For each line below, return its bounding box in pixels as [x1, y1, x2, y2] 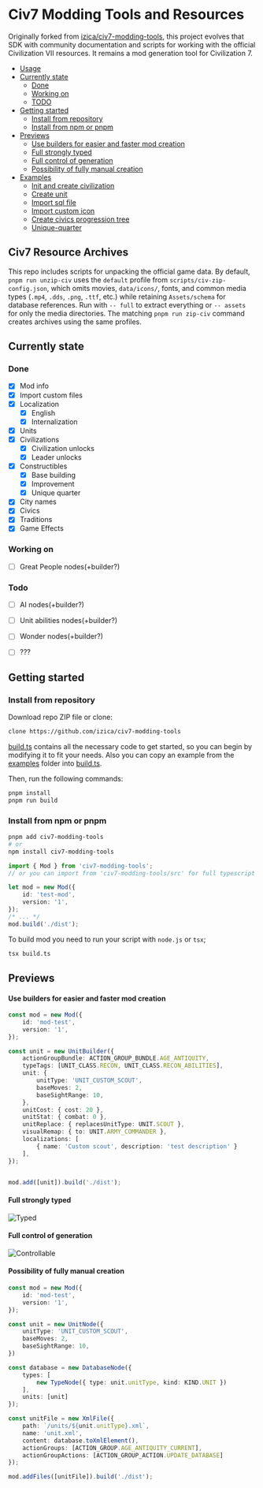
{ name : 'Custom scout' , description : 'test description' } [36, 1142, 238, 1150]
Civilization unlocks [31, 443, 94, 453]
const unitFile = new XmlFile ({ [8, 1415, 114, 1423]
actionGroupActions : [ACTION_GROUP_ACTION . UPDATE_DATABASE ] [22, 1451, 224, 1460]
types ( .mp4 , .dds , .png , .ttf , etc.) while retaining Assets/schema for [8, 292, 226, 301]
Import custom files [19, 390, 83, 400]
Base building [31, 471, 76, 480]
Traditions [19, 515, 53, 524]
